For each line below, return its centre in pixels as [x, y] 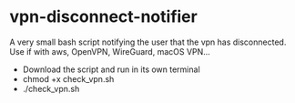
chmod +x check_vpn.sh [68, 78]
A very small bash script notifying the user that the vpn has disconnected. [148, 42]
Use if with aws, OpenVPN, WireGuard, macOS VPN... [110, 51]
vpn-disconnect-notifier [103, 17]
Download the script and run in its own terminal [111, 69]
